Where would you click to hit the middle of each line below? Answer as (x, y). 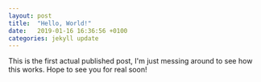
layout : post (30, 16)
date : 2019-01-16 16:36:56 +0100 (68, 31)
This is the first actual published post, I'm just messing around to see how (130, 61)
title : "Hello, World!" (50, 23)
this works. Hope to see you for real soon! (78, 70)
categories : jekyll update (54, 38)
